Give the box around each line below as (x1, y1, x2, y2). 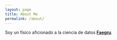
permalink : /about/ (5, 16, 45, 21)
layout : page (5, 7, 32, 12)
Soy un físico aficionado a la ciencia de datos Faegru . (5, 30, 113, 36)
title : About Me (5, 12, 38, 17)
